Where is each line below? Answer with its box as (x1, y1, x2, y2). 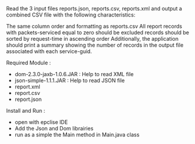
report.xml (14, 83, 40, 90)
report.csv (14, 90, 40, 96)
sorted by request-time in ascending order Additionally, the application (6, 35, 179, 42)
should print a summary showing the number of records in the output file (6, 41, 184, 48)
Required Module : (6, 59, 52, 66)
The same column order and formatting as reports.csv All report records (6, 23, 183, 30)
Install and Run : (6, 107, 46, 114)
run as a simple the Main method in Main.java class (14, 131, 140, 138)
